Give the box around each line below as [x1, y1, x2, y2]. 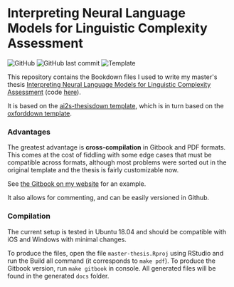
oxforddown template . [7, 109, 73, 118]
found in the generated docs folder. [7, 271, 110, 280]
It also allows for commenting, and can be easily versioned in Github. [7, 194, 210, 202]
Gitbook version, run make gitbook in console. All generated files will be [7, 263, 216, 272]
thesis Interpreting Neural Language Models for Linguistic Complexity [7, 80, 211, 88]
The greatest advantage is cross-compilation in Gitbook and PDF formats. [7, 143, 226, 152]
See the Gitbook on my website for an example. [7, 179, 147, 188]
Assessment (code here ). [7, 88, 82, 96]
